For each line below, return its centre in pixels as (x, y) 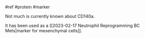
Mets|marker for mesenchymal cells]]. (44, 31)
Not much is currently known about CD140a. (50, 16)
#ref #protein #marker (28, 7)
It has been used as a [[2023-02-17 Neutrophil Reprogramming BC (72, 25)
